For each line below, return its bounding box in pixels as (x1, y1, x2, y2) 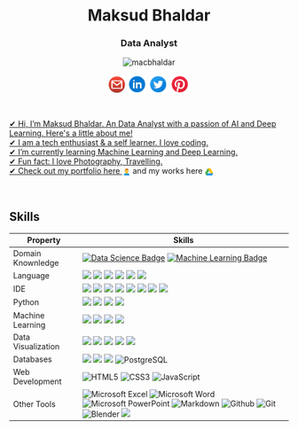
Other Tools (12, 398, 56, 409)
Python (12, 297, 40, 308)
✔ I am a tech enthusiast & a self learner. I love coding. (9, 137, 208, 148)
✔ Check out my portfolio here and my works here (9, 166, 203, 176)
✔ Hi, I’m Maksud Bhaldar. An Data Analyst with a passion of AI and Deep (9, 119, 277, 129)
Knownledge (12, 257, 59, 268)
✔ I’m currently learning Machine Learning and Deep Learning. (9, 147, 238, 158)
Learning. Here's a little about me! (9, 128, 133, 138)
